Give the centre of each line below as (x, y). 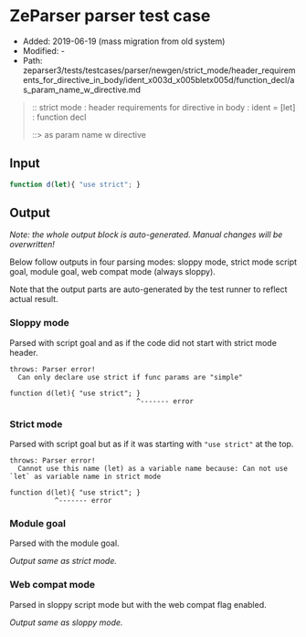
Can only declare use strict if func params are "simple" (131, 377)
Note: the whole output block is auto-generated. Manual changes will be (146, 235)
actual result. (34, 299)
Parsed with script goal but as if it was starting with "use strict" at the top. (152, 444)
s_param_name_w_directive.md (82, 89)
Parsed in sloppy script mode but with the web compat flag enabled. (138, 604)
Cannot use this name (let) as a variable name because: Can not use (153, 469)
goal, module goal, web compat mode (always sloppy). (113, 272)
